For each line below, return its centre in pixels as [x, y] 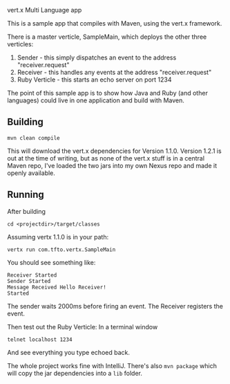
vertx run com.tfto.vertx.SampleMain [61, 249]
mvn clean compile [33, 138]
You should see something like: [51, 262]
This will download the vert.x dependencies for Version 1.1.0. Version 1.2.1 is [115, 151]
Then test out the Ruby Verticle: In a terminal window [83, 327]
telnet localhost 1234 [40, 339]
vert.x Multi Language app [45, 10]
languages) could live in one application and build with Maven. [96, 100]
